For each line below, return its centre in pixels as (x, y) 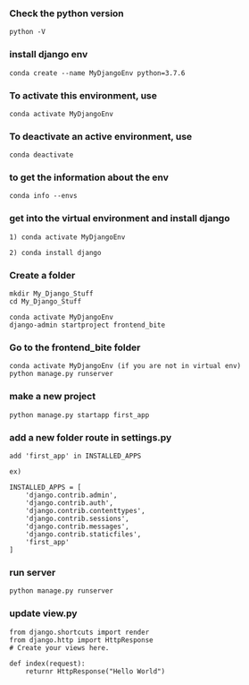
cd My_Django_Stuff (46, 302)
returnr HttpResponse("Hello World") (95, 671)
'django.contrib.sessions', (77, 518)
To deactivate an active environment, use (101, 136)
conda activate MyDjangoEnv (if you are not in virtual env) (125, 366)
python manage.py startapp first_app (79, 415)
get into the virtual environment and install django (120, 218)
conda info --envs (43, 196)
